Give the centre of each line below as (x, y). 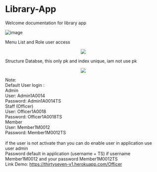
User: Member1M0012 (28, 127)
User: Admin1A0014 (25, 96)
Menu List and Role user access (38, 42)
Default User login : (25, 85)
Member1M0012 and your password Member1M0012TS (61, 159)
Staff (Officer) (19, 106)
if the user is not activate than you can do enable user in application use (78, 143)
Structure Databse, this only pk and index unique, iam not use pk (71, 61)
